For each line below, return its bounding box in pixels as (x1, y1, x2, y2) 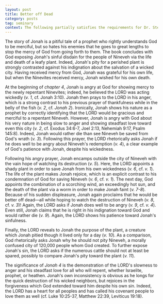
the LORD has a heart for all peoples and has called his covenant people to (5, 288, 154, 294)
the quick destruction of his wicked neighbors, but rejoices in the (5, 278, 135, 284)
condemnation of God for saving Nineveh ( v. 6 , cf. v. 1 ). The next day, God (5, 176, 153, 182)
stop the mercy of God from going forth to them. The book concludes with (5, 49, 153, 55)
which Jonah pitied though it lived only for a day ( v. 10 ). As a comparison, (5, 232, 152, 238)
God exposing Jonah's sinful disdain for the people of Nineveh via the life (5, 54, 152, 60)
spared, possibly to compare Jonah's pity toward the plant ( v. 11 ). (5, 253, 135, 259)
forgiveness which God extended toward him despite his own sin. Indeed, (5, 283, 152, 289)
